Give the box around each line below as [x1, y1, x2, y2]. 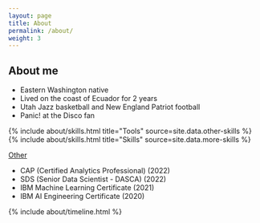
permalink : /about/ [8, 26, 74, 34]
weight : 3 [8, 34, 42, 43]
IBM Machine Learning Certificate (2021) [19, 183, 155, 193]
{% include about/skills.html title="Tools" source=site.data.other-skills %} [8, 126, 253, 136]
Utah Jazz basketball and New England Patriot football [19, 102, 201, 112]
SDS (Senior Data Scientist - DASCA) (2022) [19, 174, 167, 184]
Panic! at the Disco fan [19, 111, 95, 120]
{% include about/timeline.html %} [8, 207, 123, 217]
